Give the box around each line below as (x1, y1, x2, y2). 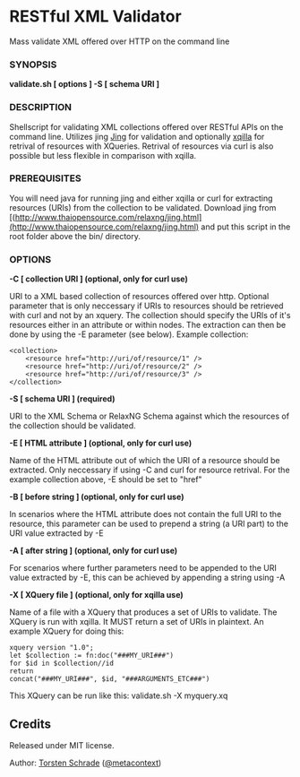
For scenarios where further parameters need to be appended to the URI (9, 563, 278, 574)
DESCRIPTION (9, 101, 73, 114)
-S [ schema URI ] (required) (9, 393, 116, 404)
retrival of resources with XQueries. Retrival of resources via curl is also (9, 141, 274, 151)
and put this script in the (201, 221, 291, 232)
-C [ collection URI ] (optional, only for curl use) (9, 273, 188, 284)
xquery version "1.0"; (9, 643, 94, 652)
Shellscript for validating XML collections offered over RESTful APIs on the (9, 121, 284, 132)
